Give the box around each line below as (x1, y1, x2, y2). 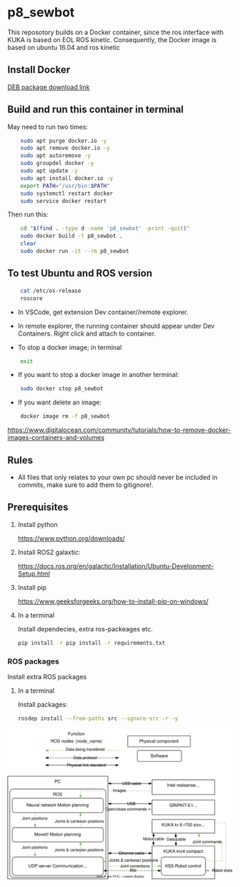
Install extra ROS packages (7, 672, 87, 681)
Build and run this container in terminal (7, 104, 184, 116)
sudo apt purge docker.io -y (20, 137, 107, 144)
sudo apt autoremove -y (20, 152, 91, 159)
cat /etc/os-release (20, 287, 81, 294)
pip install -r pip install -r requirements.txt (17, 639, 166, 646)
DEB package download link (7, 83, 90, 91)
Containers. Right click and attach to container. (17, 329, 156, 338)
